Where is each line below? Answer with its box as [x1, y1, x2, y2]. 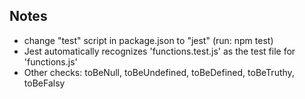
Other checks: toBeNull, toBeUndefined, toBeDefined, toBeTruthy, [23, 66, 295, 78]
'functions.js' [23, 55, 78, 68]
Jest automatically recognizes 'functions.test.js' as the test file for [23, 45, 296, 57]
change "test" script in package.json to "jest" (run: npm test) [23, 34, 274, 46]
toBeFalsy [23, 77, 66, 89]
